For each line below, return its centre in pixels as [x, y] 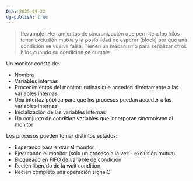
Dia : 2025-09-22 [26, 11]
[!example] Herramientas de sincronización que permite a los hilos [100, 33]
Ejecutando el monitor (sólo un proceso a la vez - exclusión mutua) [95, 153]
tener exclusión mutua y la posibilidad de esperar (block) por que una [104, 40]
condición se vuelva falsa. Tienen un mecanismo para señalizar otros [103, 46]
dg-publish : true [27, 17]
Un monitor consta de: [33, 63]
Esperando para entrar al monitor [54, 147]
